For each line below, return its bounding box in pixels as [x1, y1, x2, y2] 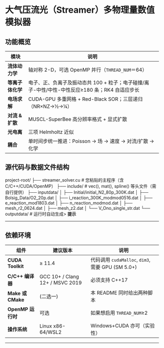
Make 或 [7, 290, 27, 297]
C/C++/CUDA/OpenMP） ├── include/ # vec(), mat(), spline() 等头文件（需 [5, 183, 157, 189]
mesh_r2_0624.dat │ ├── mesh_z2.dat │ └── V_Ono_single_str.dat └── [5, 205, 150, 211]
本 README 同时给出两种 [90, 289, 148, 296]
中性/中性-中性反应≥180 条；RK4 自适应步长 [36, 86, 140, 93]
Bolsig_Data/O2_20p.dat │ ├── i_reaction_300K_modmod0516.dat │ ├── [5, 195, 153, 201]
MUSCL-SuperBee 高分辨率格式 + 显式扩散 [28, 116, 127, 123]
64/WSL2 [39, 328, 62, 335]
